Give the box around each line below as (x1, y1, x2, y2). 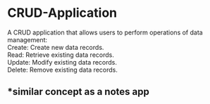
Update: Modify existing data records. (7, 58, 118, 66)
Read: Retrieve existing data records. (7, 51, 114, 59)
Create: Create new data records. (7, 43, 104, 51)
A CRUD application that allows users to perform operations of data (7, 28, 203, 37)
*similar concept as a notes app (7, 86, 149, 98)
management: (7, 35, 48, 44)
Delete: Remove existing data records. (7, 65, 118, 74)
